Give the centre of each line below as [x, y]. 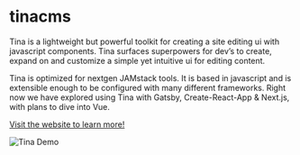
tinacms [41, 17]
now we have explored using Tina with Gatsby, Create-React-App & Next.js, [150, 97]
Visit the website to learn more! [67, 124]
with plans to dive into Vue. [60, 106]
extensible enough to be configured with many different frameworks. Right [148, 87]
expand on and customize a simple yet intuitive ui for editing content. [137, 60]
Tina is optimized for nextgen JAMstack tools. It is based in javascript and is [150, 77]
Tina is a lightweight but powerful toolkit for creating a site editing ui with [145, 41]
